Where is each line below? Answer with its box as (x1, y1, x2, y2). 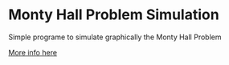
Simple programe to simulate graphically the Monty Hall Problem (8, 32, 222, 42)
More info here (8, 47, 58, 57)
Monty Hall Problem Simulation (8, 6, 219, 24)
